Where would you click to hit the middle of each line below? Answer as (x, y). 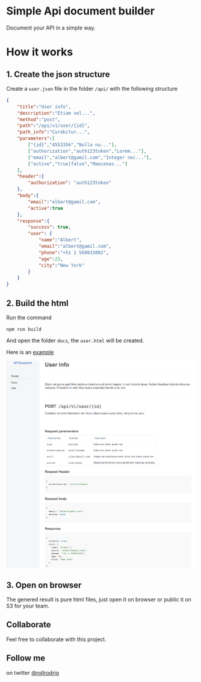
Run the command (29, 318)
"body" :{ (28, 196)
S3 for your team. (28, 606)
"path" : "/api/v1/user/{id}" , (54, 126)
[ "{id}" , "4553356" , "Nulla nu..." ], (73, 145)
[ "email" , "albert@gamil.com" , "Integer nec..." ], (90, 158)
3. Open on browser (44, 585)
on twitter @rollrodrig (32, 672)
